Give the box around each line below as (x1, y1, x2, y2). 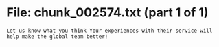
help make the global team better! (6, 33, 108, 40)
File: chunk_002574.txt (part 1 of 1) (6, 5, 209, 20)
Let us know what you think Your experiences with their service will (6, 27, 213, 34)
